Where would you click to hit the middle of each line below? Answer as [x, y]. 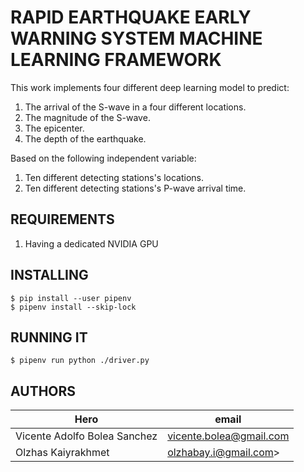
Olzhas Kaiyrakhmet [62, 453]
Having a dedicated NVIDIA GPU [91, 243]
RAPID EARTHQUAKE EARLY [131, 17]
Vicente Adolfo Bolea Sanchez [86, 436]
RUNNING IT [49, 337]
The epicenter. [54, 128]
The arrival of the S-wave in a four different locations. [135, 107]
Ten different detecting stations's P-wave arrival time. [135, 188]
